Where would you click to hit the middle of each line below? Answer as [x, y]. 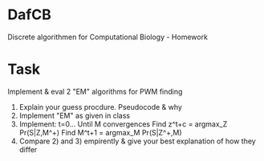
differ [28, 149]
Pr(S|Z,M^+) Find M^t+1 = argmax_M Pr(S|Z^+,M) [100, 132]
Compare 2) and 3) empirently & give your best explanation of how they [137, 141]
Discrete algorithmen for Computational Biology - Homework [108, 37]
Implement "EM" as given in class [74, 115]
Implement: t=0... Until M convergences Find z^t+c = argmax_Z [123, 124]
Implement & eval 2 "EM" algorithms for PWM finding [95, 91]
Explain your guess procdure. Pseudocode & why [100, 107]
